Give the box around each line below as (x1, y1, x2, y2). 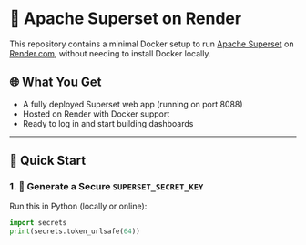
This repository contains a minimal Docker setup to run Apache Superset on (9, 38, 294, 49)
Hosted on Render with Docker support (22, 108, 170, 119)
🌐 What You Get (9, 75, 102, 90)
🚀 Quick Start (9, 153, 87, 168)
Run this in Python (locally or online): (9, 200, 148, 212)
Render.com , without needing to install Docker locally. (9, 47, 211, 58)
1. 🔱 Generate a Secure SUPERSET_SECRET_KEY (9, 180, 204, 193)
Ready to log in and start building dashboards (22, 117, 194, 128)
